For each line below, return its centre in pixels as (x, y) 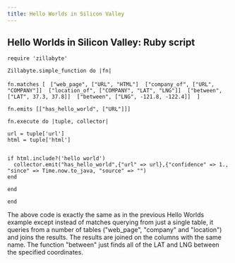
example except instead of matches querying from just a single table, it (110, 222)
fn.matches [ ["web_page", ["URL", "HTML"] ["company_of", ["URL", (111, 85)
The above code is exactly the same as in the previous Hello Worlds (106, 215)
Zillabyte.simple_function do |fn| (60, 71)
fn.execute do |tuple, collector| (58, 122)
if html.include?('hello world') (56, 159)
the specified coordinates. (45, 252)
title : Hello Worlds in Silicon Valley (66, 14)
